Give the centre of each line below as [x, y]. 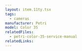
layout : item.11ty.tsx [28, 9]
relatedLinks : [20, 41]
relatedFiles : [20, 32]
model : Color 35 [21, 28]
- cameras [19, 18]
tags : [10, 14]
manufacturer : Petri [26, 23]
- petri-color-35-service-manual [43, 37]
